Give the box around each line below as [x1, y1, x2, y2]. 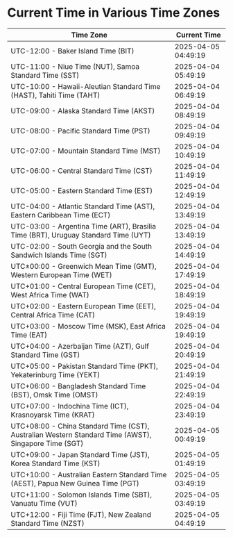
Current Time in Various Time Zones [7, 5, 221, 21]
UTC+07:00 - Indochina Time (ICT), [10, 401, 129, 411]
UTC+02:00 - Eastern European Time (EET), [10, 301, 156, 311]
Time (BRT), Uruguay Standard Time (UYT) [10, 230, 151, 240]
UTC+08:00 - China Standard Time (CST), [10, 421, 150, 431]
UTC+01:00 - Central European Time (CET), [10, 281, 156, 291]
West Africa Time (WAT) [10, 290, 90, 299]
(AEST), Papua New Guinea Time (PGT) [10, 478, 140, 488]
